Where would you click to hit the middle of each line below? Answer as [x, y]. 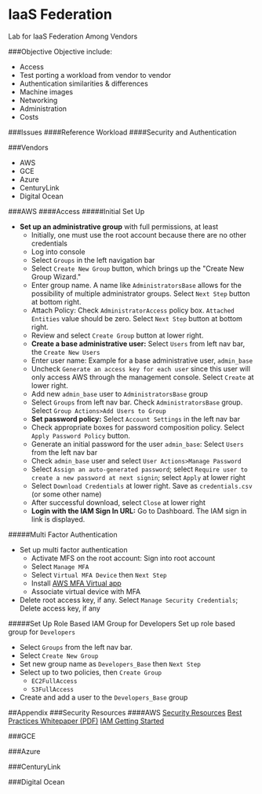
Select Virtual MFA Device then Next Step [99, 574]
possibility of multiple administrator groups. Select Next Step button [141, 294]
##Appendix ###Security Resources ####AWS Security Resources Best [125, 712]
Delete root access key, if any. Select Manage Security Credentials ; [129, 600]
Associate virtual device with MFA [86, 591]
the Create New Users [65, 352]
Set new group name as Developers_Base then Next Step [110, 663]
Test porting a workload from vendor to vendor [95, 75]
